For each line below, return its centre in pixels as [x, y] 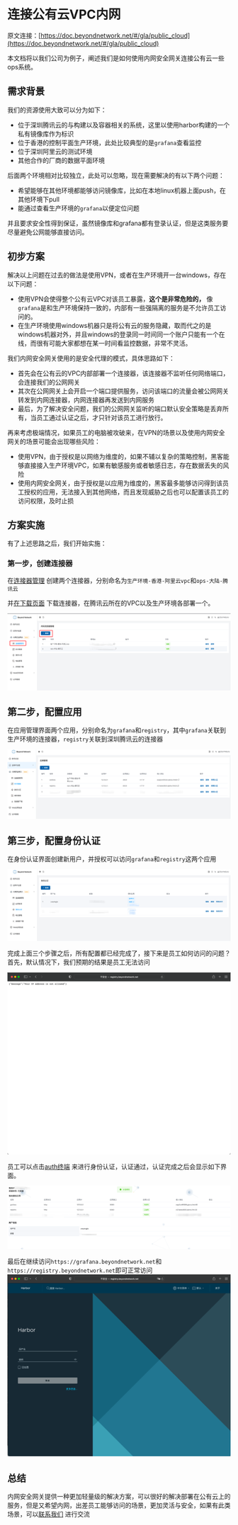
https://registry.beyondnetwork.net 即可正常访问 [80, 1270]
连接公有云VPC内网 [64, 15]
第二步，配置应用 [45, 712]
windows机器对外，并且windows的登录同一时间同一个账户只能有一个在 [121, 334]
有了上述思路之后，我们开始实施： [57, 543]
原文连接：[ [24, 35]
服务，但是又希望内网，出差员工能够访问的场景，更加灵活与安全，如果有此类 [119, 1505]
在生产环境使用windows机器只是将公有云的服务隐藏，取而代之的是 [114, 325]
